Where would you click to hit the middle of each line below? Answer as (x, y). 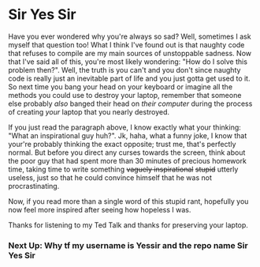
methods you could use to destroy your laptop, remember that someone (125, 95)
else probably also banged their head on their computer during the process (130, 103)
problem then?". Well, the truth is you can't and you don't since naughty (124, 70)
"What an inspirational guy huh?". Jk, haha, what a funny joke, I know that (128, 135)
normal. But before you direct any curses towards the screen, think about (127, 152)
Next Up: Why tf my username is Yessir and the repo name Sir (128, 245)
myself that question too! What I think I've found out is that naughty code (126, 44)
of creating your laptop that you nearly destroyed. (89, 111)
